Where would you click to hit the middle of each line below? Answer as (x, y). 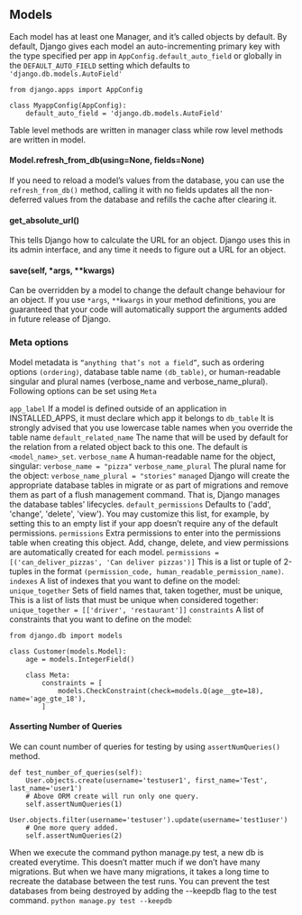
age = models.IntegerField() (80, 659)
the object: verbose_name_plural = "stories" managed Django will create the (150, 475)
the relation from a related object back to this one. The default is (128, 446)
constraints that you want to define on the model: (101, 619)
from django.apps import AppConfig (76, 89)
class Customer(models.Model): (68, 651)
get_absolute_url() (44, 220)
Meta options (39, 343)
